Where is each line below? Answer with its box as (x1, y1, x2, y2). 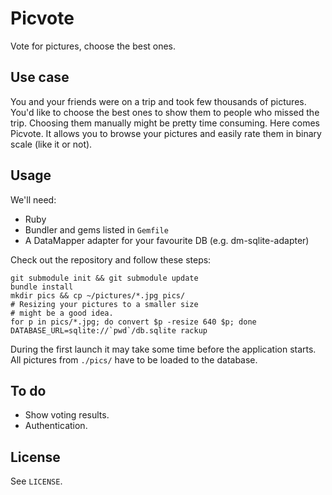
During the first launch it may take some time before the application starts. (10, 343, 317, 355)
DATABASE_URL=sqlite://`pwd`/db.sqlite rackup (10, 325, 208, 336)
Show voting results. (24, 409, 110, 421)
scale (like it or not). (10, 138, 93, 150)
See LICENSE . (10, 475, 63, 487)
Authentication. (24, 420, 88, 432)
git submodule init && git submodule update (10, 273, 199, 283)
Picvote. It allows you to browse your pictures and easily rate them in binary (10, 127, 322, 139)
